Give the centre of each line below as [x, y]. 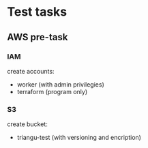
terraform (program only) [52, 91]
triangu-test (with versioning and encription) [79, 138]
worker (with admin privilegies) [60, 84]
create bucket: [27, 124]
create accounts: [31, 71]
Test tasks [37, 12]
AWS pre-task [38, 37]
